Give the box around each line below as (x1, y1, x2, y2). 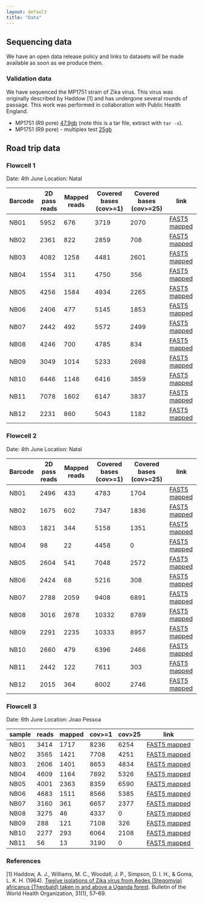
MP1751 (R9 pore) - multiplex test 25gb (14, 125, 112, 133)
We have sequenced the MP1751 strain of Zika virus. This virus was (6, 88, 173, 96)
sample (9, 730, 31, 738)
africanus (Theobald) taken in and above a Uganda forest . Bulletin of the (6, 884, 186, 891)
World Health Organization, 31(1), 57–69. (6, 890, 107, 897)
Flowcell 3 (6, 702, 37, 711)
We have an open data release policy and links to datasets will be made (6, 53, 184, 60)
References (6, 856, 41, 865)
